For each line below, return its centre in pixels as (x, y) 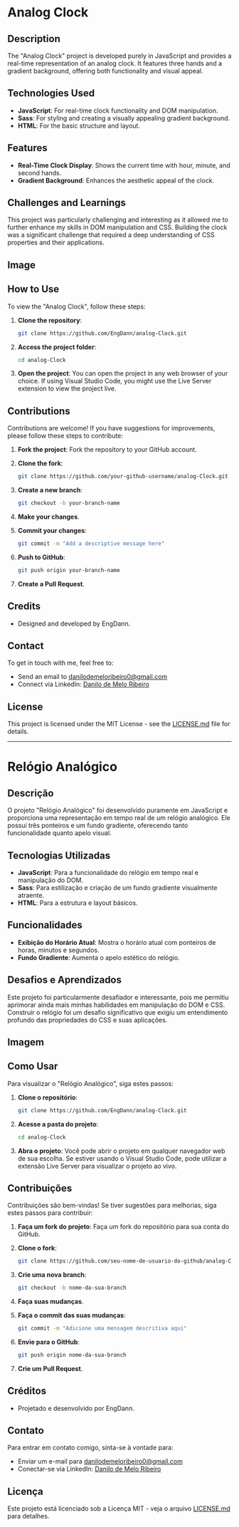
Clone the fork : (40, 463)
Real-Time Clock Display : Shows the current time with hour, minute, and (124, 165)
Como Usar (33, 1066)
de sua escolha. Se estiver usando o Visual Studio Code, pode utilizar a (122, 1158)
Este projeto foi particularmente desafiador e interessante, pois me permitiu (118, 997)
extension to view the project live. (67, 388)
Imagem (26, 1042)
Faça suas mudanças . (51, 1302)
